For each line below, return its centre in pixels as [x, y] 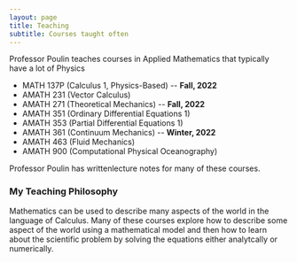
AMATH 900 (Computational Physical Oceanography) [120, 151]
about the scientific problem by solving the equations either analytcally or [143, 239]
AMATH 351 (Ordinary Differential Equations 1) [106, 114]
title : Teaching [39, 26]
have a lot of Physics [47, 68]
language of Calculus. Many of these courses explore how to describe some [148, 220]
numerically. [31, 248]
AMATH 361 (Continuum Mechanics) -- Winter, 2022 [119, 133]
